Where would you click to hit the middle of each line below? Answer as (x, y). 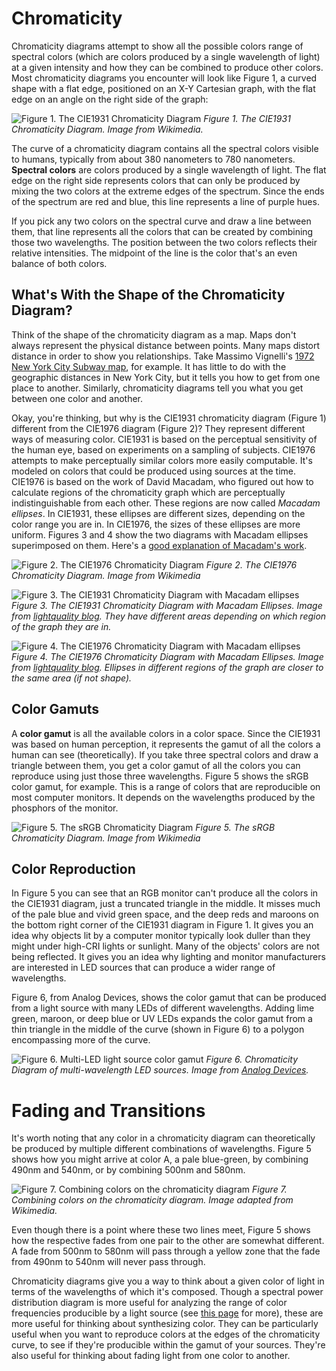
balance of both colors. (59, 263)
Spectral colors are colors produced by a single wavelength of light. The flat (169, 169)
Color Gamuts (55, 709)
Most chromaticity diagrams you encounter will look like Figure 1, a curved (164, 78)
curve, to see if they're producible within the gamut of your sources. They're (168, 1345)
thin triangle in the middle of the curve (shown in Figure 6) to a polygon (158, 1029)
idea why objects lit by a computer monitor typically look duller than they (161, 936)
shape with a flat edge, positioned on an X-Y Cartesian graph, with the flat (163, 88)
